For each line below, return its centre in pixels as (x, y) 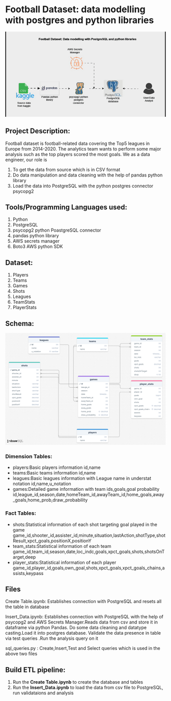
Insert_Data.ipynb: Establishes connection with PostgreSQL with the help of (84, 617)
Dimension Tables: (29, 456)
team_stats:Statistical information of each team (62, 546)
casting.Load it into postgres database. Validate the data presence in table (83, 633)
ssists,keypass (28, 573)
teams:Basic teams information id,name (54, 473)
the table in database (27, 607)
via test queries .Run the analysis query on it (52, 638)
